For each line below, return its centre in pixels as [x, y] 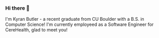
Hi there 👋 [18, 8]
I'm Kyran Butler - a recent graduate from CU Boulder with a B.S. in [75, 19]
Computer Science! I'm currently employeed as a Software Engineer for [79, 24]
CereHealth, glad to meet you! [37, 30]
